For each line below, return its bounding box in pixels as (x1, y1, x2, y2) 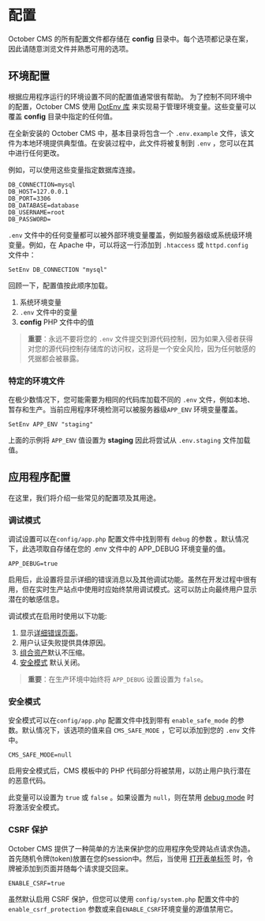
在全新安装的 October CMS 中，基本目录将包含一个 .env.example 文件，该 (8, 128, 248, 138)
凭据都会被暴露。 (27, 353, 84, 363)
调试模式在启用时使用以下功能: (8, 611, 108, 621)
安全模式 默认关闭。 (19, 658, 84, 667)
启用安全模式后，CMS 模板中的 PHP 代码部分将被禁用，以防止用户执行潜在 (8, 766, 251, 776)
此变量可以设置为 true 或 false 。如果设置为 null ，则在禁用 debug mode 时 (8, 793, 255, 802)
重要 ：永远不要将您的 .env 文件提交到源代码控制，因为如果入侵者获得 (27, 334, 254, 343)
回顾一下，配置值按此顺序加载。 (8, 281, 112, 290)
